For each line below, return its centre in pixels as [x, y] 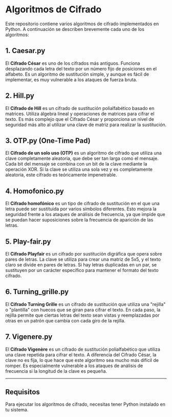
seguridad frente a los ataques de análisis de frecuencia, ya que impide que [85, 214]
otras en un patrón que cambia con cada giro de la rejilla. [65, 320]
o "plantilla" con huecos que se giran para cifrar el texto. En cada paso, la [83, 310]
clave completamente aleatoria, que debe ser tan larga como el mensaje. [82, 158]
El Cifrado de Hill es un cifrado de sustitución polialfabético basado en [80, 108]
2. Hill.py [20, 96]
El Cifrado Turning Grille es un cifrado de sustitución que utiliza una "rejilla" [85, 304]
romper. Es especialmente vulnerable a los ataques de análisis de [74, 366]
